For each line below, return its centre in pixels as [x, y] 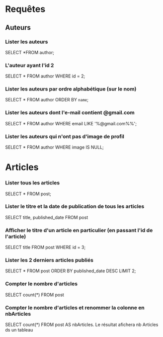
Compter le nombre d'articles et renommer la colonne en [75, 308]
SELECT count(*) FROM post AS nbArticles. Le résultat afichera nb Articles [82, 325]
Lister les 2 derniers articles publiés [49, 260]
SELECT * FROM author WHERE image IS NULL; [54, 147]
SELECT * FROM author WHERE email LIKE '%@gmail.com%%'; [71, 123]
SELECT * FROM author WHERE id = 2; [45, 76]
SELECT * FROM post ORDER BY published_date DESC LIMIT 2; [71, 271]
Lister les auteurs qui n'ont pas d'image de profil [65, 136]
